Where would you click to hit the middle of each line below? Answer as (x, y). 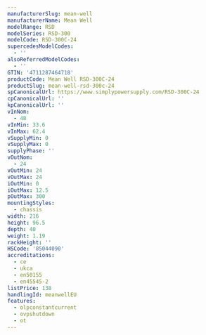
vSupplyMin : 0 (28, 138)
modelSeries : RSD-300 (39, 33)
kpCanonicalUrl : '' (36, 105)
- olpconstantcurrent (45, 308)
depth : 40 (22, 229)
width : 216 (23, 216)
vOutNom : (20, 158)
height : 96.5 (26, 223)
